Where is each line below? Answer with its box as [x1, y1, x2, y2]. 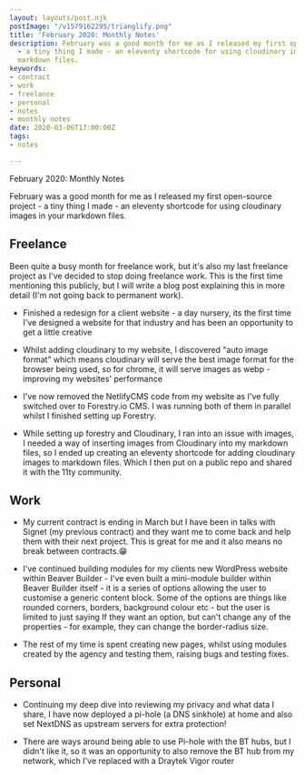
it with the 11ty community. [22, 466, 123, 478]
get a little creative [22, 327, 93, 337]
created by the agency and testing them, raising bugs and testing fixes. [22, 649, 289, 659]
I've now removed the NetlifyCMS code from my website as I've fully [22, 390, 280, 401]
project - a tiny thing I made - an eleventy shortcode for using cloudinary [9, 200, 282, 211]
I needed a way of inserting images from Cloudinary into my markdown [22, 438, 289, 448]
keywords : [9, 65, 47, 74]
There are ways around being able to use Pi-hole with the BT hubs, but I [22, 736, 291, 747]
